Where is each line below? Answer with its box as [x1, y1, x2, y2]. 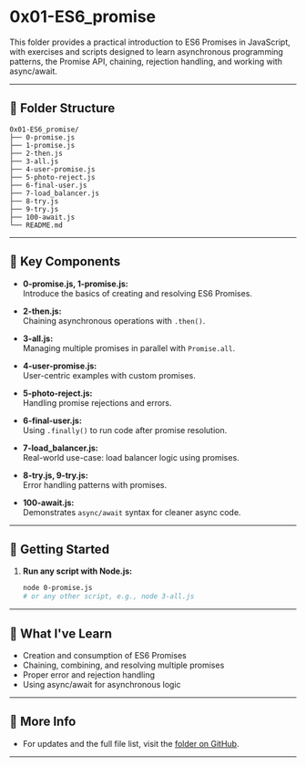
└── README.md [9, 221, 64, 230]
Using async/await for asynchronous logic [22, 679, 181, 689]
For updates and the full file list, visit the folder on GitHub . [22, 738, 240, 749]
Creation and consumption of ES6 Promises [22, 649, 187, 660]
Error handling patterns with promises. [22, 479, 168, 490]
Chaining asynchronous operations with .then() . [22, 315, 206, 326]
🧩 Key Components [9, 254, 121, 270]
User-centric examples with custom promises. [22, 369, 196, 380]
